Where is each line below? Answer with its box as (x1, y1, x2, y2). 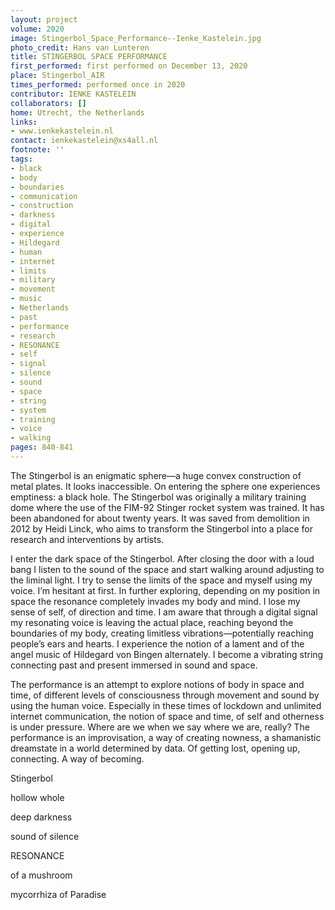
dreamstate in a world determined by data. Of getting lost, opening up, (10, 742, 301, 754)
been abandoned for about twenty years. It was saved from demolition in (10, 512, 310, 524)
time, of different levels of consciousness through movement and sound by (10, 689, 320, 701)
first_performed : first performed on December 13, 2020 (10, 61, 248, 71)
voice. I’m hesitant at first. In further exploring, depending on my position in (10, 584, 321, 596)
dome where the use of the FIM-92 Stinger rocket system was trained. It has (10, 501, 325, 513)
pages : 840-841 (10, 442, 74, 453)
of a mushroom (10, 869, 73, 881)
